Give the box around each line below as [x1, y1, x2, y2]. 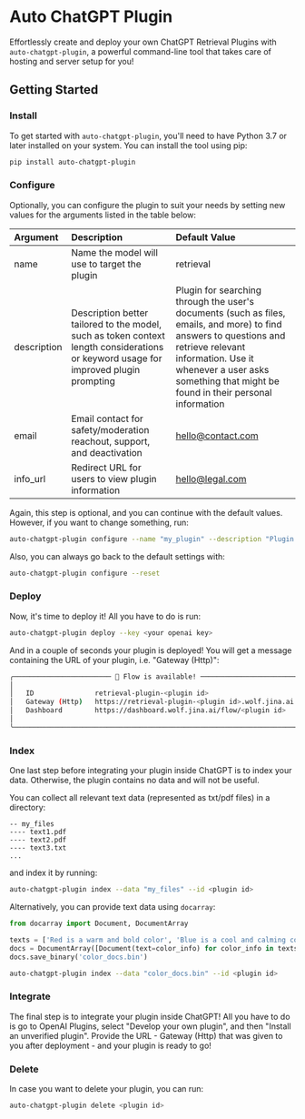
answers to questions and [175, 329, 286, 342]
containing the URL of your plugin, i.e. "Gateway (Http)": [9, 654, 220, 665]
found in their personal [175, 386, 272, 398]
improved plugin [71, 363, 141, 376]
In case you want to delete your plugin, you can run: [9, 1083, 204, 1094]
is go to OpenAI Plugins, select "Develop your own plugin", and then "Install [9, 1021, 292, 1032]
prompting [71, 375, 116, 388]
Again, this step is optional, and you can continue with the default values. [9, 507, 283, 518]
